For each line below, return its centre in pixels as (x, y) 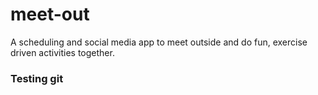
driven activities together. (62, 52)
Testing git (37, 78)
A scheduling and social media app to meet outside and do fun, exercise (159, 42)
